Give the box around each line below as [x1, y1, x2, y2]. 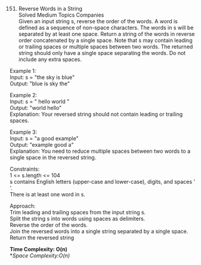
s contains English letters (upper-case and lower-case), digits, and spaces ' [10, 178, 196, 185]
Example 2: [10, 92, 38, 98]
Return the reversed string [10, 234, 75, 241]
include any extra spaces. [18, 56, 82, 63]
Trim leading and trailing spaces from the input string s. [10, 209, 146, 215]
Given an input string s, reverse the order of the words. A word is [18, 18, 178, 24]
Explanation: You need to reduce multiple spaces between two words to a [10, 147, 191, 155]
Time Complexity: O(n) [10, 246, 68, 252]
